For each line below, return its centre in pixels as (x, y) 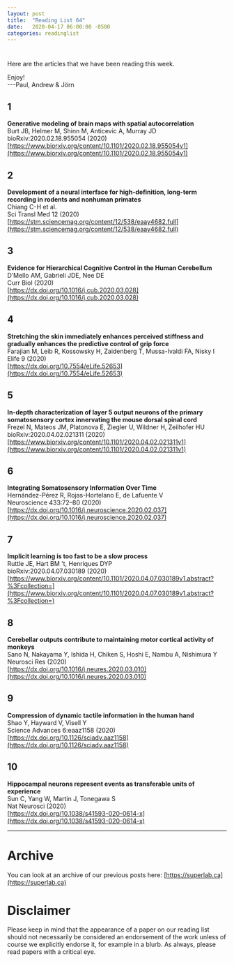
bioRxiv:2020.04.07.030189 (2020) (57, 571)
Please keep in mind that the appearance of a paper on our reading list (109, 930)
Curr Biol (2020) (31, 283)
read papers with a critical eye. (52, 952)
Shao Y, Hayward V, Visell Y (47, 722)
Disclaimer (39, 910)
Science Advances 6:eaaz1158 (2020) (62, 730)
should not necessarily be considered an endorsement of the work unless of (117, 937)
